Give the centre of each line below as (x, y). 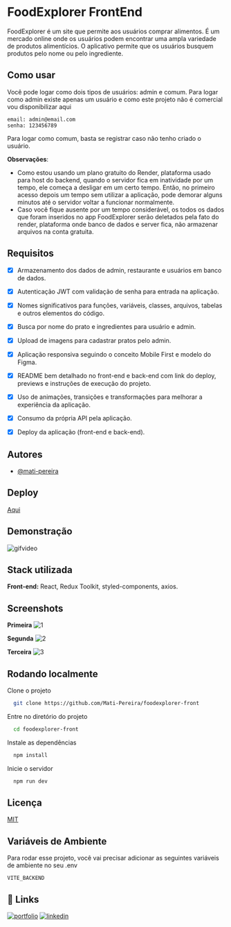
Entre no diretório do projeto (47, 716)
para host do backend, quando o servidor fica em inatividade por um (115, 180)
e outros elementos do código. (61, 313)
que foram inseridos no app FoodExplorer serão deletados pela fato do (118, 216)
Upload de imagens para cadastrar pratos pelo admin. (94, 340)
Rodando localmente (53, 674)
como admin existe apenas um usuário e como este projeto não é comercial (115, 99)
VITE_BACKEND (26, 878)
